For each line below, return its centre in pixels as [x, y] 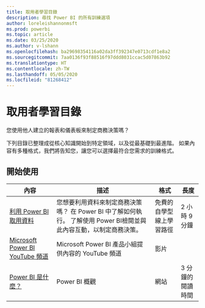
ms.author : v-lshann [33, 46]
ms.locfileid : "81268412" [39, 80]
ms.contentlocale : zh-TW [38, 69]
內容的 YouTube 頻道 [92, 253]
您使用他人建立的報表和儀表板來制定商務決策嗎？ [68, 130]
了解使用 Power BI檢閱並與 [108, 220]
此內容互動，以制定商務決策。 [99, 229]
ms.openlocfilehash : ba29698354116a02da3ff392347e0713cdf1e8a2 [88, 52]
